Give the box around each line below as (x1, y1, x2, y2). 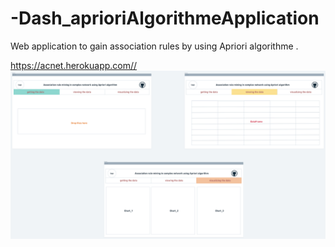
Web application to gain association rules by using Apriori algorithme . (10, 40, 299, 52)
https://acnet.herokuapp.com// (10, 59, 138, 71)
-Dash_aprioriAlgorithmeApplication (10, 7, 320, 30)
